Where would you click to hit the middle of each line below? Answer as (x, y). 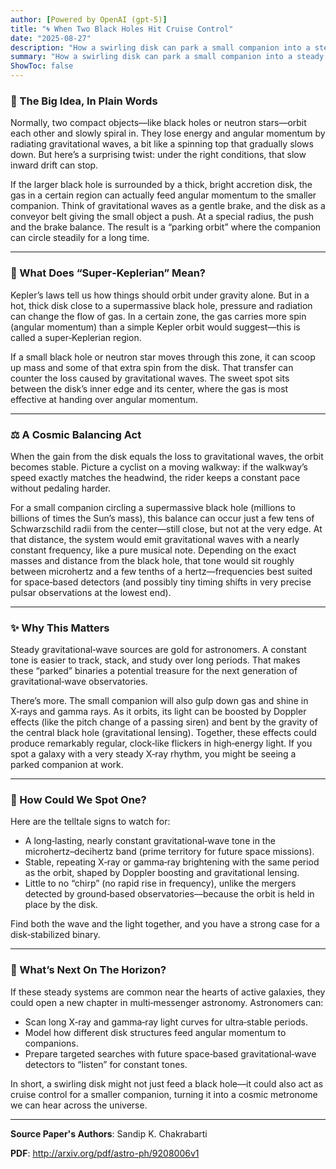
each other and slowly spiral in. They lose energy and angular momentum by (168, 133)
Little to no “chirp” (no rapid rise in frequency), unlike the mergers (160, 883)
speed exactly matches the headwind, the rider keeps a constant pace (155, 477)
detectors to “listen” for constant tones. (106, 1064)
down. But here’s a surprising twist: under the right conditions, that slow (158, 155)
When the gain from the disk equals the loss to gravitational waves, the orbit (167, 456)
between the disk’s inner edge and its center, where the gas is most (149, 388)
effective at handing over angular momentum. (104, 399)
